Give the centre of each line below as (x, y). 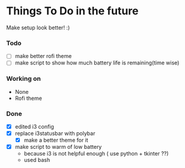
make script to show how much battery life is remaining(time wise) (97, 63)
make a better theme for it (56, 140)
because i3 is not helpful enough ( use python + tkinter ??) (96, 154)
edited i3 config (34, 126)
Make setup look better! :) (38, 28)
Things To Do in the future (72, 11)
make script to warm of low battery (58, 147)
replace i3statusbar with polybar (55, 133)
